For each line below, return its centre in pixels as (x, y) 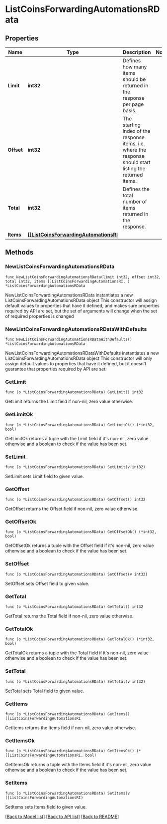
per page (133, 104)
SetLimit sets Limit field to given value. (44, 476)
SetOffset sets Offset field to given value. (47, 583)
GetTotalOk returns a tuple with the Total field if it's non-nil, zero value (77, 653)
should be (134, 79)
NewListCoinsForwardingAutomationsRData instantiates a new (69, 295)
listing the (134, 168)
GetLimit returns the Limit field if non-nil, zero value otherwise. (69, 402)
